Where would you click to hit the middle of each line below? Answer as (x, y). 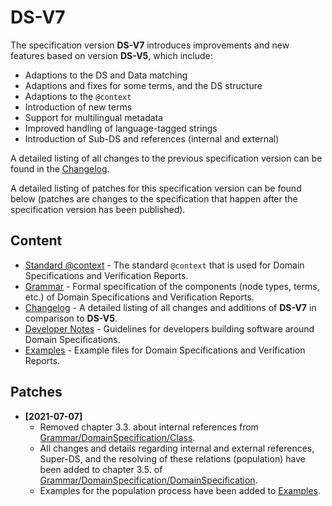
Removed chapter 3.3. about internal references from (149, 427)
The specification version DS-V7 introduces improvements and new (150, 45)
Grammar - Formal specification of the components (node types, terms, (172, 286)
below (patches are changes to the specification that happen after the (154, 198)
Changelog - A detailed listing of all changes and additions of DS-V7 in (170, 307)
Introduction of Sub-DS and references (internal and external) (152, 138)
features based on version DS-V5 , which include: (111, 55)
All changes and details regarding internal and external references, (177, 448)
